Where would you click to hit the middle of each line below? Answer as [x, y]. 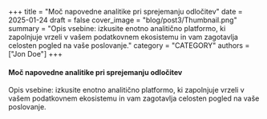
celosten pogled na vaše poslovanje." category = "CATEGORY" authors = [129, 46]
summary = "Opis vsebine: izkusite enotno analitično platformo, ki [117, 28]
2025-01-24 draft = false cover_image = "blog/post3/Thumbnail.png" [123, 20]
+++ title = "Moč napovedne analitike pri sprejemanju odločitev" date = [125, 12]
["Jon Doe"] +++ [35, 54]
